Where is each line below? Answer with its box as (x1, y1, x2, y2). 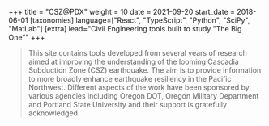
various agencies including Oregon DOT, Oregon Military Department (28, 91, 259, 100)
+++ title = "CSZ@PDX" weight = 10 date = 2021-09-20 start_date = (8, 7, 236, 16)
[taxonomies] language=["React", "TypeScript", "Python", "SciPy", (29, 15, 250, 25)
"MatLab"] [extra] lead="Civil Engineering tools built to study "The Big (8, 24, 242, 33)
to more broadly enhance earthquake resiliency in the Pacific (28, 74, 232, 83)
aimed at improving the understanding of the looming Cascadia (28, 57, 239, 66)
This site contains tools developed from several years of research (28, 48, 247, 57)
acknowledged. (28, 108, 80, 118)
